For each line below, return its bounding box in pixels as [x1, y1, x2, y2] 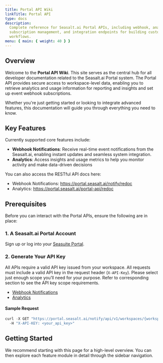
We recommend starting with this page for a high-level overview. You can [5, 347, 152, 353]
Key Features [5, 124, 46, 132]
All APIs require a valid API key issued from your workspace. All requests [5, 264, 150, 270]
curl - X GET [5, 316, 29, 321]
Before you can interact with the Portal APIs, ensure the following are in [5, 213, 148, 219]
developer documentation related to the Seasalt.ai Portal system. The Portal [5, 75, 157, 81]
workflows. [9, 35, 32, 39]
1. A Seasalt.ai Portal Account [5, 230, 76, 237]
